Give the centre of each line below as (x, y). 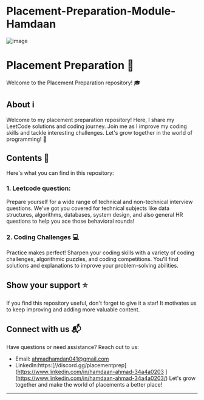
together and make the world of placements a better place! (89, 384)
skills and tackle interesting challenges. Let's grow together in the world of (100, 132)
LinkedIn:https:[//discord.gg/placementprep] (71, 365)
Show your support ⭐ (47, 286)
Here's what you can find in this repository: (60, 173)
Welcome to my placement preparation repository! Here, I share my (90, 120)
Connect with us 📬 (44, 329)
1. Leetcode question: (39, 188)
